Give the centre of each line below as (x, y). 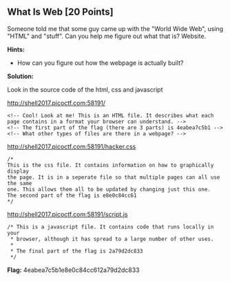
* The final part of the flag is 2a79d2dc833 (76, 251)
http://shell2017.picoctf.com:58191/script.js (67, 214)
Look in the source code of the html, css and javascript (85, 89)
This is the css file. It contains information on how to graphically (111, 165)
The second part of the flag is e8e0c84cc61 (72, 195)
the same (20, 183)
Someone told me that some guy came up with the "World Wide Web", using (115, 28)
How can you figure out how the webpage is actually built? (100, 63)
